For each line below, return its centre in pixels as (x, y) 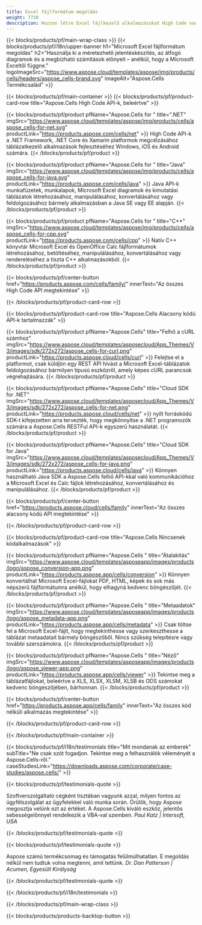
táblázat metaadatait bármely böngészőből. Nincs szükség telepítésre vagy (99, 637)
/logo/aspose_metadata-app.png (47, 618)
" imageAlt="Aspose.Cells (132, 78)
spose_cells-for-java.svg (37, 178)
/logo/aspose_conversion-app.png (49, 568)
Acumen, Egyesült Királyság (41, 869)
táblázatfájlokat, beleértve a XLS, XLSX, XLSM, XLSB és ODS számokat (94, 681)
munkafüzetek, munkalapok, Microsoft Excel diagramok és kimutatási (92, 190)
